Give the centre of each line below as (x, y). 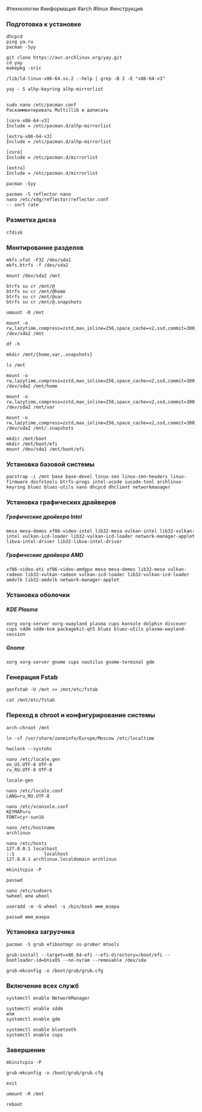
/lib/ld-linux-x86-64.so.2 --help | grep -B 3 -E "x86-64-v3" (86, 79)
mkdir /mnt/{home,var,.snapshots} (50, 354)
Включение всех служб (43, 986)
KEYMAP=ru (19, 812)
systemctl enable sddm (35, 1009)
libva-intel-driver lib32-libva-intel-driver (64, 542)
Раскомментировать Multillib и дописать (58, 111)
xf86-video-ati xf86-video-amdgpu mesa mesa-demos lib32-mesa (86, 570)
